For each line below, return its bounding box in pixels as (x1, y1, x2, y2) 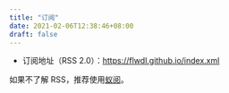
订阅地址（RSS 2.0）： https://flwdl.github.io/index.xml (21, 55, 220, 66)
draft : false (9, 30, 58, 38)
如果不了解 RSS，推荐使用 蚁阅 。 (9, 74, 129, 85)
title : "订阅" (9, 13, 60, 22)
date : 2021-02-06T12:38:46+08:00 (9, 21, 134, 30)
